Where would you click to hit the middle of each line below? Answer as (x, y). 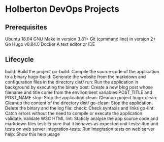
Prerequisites (26, 27)
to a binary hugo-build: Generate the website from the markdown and (76, 77)
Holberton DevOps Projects (62, 9)
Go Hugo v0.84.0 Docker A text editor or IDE (50, 44)
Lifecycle (19, 60)
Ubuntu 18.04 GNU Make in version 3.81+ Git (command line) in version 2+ (81, 39)
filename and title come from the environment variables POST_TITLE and (79, 92)
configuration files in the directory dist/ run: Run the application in (72, 82)
